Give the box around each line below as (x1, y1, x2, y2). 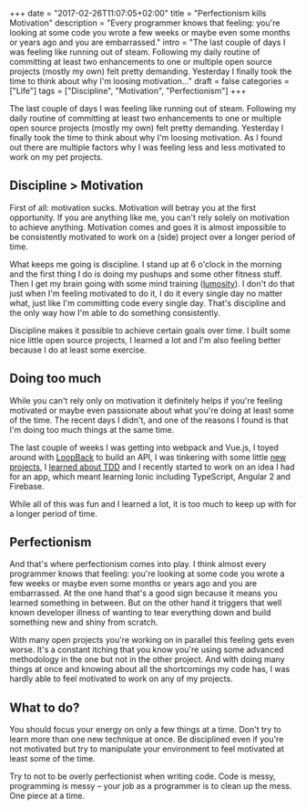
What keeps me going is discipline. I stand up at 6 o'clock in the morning (9, 258, 282, 269)
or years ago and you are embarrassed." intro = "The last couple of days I (9, 37, 286, 47)
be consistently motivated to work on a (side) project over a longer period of (9, 231, 296, 242)
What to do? (9, 700, 80, 715)
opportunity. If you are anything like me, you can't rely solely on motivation (9, 212, 290, 223)
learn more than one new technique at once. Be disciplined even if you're (9, 734, 284, 745)
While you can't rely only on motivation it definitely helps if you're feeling (9, 394, 283, 405)
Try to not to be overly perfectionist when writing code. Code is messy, (9, 771, 276, 782)
